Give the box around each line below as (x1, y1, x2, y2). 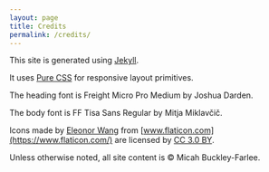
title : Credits (9, 22, 67, 31)
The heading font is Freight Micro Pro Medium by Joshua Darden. (9, 90, 254, 100)
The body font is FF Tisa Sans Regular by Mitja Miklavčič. (9, 108, 224, 119)
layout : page (9, 13, 59, 23)
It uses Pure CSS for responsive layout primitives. (9, 72, 194, 83)
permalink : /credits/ (9, 30, 91, 39)
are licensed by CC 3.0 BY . (114, 135, 215, 146)
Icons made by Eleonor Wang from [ (9, 125, 144, 136)
